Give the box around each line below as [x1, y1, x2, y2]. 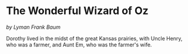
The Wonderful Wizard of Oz [6, 4, 149, 18]
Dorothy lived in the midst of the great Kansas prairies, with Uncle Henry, [6, 35, 183, 42]
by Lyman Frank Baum [6, 23, 61, 31]
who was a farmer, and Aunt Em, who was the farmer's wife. [6, 41, 152, 48]
